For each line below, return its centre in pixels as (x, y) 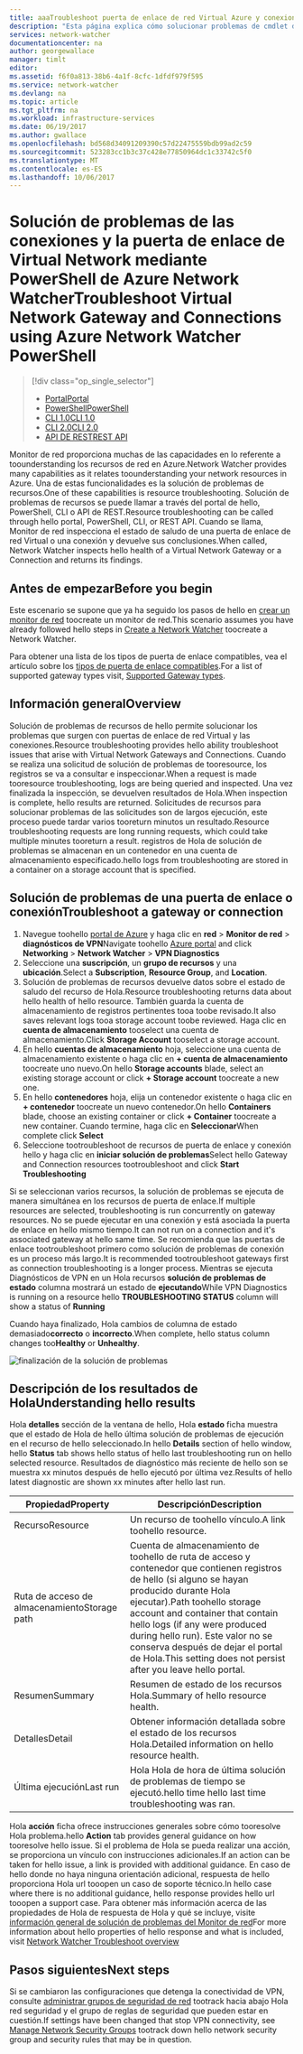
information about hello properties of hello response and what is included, (147, 1932)
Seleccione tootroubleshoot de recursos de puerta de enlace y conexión (156, 1145)
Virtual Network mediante (108, 260)
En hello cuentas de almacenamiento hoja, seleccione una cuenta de (151, 1049)
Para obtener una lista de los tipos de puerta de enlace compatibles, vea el (148, 656)
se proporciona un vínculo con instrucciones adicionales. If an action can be (150, 1855)
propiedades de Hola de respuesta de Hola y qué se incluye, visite (133, 1913)
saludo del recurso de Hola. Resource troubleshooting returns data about (157, 991)
